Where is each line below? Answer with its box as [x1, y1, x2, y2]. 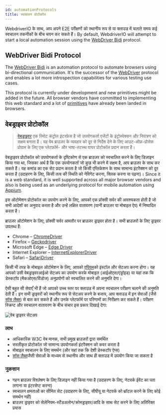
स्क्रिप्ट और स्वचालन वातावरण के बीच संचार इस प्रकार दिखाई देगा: [5, 302, 107, 308]
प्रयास [12, 405, 21, 411]
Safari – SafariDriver [12, 254, 54, 261]
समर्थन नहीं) [12, 394, 31, 400]
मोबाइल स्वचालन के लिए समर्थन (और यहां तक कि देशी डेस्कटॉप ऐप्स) [12, 347, 120, 353]
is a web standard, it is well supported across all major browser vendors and [5, 177, 162, 183]
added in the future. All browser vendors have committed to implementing [5, 95, 157, 101]
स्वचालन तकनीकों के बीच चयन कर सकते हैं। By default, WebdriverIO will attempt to [5, 31, 157, 37]
